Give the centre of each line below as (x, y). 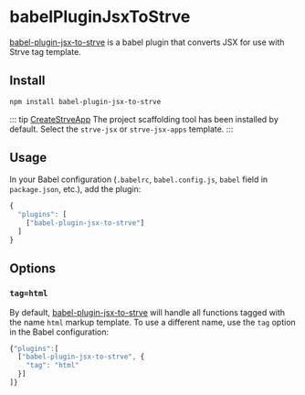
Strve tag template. (46, 51)
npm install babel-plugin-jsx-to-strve (85, 101)
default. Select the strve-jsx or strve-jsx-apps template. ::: (121, 129)
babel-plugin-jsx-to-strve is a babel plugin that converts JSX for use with (147, 42)
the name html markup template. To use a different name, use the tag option (153, 322)
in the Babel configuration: (59, 332)
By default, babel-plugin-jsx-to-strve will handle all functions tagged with (147, 312)
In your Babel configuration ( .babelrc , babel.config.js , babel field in (139, 179)
